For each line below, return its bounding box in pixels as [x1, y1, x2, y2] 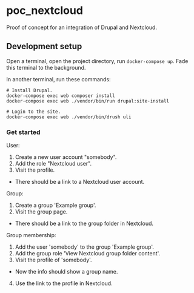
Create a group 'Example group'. [15, 201, 96, 209]
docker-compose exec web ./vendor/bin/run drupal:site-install [6, 98, 170, 104]
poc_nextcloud [6, 4, 84, 18]
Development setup [6, 41, 82, 52]
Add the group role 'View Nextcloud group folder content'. [15, 250, 161, 257]
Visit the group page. [15, 208, 68, 215]
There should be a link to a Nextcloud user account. [15, 178, 145, 186]
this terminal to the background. [6, 64, 86, 71]
